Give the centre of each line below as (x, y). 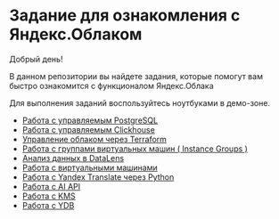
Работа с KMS (49, 196)
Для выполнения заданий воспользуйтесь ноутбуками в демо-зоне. (139, 102)
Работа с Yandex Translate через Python (98, 177)
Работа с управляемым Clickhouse (89, 129)
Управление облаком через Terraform (94, 139)
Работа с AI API (51, 186)
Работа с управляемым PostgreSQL (90, 120)
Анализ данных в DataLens (73, 158)
